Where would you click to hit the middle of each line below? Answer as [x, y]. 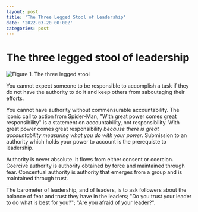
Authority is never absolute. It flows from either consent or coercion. [90, 160]
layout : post [22, 12]
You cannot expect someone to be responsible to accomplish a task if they [98, 86]
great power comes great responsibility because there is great [83, 129]
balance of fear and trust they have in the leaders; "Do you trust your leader [99, 197]
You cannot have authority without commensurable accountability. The [93, 110]
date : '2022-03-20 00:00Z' [40, 23]
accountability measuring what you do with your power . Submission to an [97, 135]
